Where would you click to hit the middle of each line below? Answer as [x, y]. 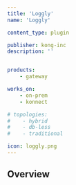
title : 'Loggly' [30, 14]
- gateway [34, 77]
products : [21, 70]
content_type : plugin [38, 33]
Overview [29, 174]
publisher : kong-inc [37, 45]
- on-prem [34, 95]
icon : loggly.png [32, 146]
